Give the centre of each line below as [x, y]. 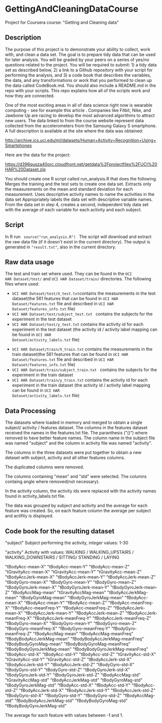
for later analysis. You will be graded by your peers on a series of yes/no [77, 60]
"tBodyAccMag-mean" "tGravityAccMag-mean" [59, 592]
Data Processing [30, 411]
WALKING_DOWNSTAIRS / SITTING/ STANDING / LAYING [62, 557]
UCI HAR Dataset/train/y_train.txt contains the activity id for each [80, 380]
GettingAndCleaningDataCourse [72, 9]
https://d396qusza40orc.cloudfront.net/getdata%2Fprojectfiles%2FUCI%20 [81, 164]
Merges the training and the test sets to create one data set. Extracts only [78, 184]
